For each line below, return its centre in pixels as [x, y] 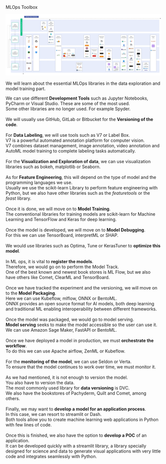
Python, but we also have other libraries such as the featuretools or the [78, 193]
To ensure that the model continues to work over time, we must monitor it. [81, 367]
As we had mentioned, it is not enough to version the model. [67, 377]
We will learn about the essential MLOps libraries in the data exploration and [83, 83]
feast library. [19, 198]
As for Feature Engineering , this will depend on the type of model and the [81, 177]
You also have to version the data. [40, 382]
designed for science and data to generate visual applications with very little [83, 451]
